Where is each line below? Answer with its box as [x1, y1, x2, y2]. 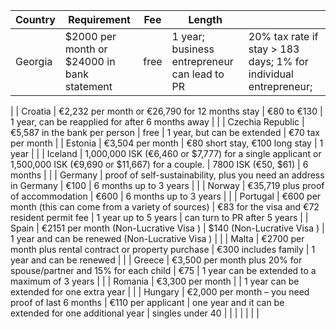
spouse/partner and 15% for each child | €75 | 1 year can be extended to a [10, 265, 317, 276]
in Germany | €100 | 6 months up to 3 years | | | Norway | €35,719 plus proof [10, 180, 325, 191]
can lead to [171, 67, 225, 81]
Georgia [15, 55, 53, 68]
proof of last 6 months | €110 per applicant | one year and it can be [10, 297, 285, 308]
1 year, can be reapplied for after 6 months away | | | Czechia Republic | [10, 116, 305, 128]
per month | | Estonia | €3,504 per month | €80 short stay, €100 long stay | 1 [10, 137, 324, 149]
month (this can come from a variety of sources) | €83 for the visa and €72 [10, 201, 320, 213]
